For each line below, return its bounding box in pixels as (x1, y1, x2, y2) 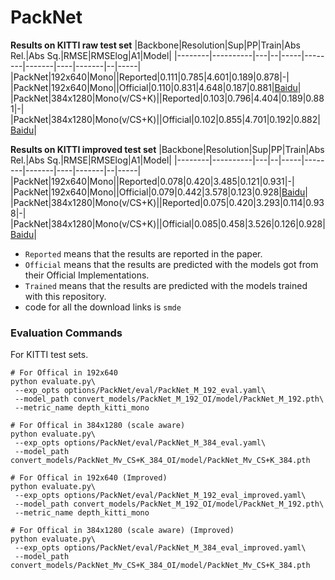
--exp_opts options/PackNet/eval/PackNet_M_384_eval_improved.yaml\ (14, 543, 307, 553)
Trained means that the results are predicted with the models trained (24, 279, 308, 291)
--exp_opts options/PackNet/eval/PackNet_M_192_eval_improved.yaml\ (14, 491, 307, 501)
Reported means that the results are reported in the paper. (24, 247, 263, 260)
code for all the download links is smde (24, 301, 182, 313)
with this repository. (24, 290, 107, 302)
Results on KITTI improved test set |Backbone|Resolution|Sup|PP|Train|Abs (10, 143, 325, 155)
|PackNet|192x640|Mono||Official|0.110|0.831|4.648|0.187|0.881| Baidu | (10, 81, 302, 93)
